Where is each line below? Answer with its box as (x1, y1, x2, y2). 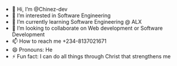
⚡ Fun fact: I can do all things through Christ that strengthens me (11, 53, 171, 59)
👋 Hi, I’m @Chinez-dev (11, 6, 68, 12)
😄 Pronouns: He (11, 46, 52, 53)
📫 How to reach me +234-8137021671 (11, 37, 107, 45)
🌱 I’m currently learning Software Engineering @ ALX (11, 18, 142, 25)
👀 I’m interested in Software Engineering (11, 12, 111, 19)
